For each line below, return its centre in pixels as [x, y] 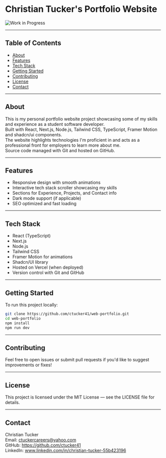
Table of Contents [33, 43]
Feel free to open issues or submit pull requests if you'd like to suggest [77, 360]
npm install [17, 323]
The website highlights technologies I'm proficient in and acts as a [72, 140]
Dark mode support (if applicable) [47, 198]
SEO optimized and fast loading [44, 204]
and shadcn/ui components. [34, 134]
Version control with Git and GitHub [48, 273]
